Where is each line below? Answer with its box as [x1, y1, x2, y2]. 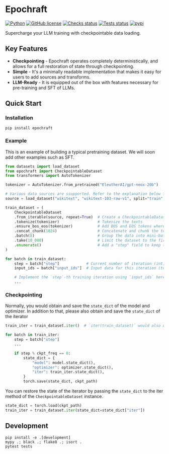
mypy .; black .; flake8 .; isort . [5, 439, 82, 444]
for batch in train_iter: [5, 332, 59, 338]
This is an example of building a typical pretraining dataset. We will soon [5, 148, 155, 155]
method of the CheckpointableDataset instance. [5, 394, 103, 400]
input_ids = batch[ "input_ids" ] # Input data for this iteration [14, 266, 156, 271]
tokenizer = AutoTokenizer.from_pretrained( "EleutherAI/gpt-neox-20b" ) [5, 182, 158, 187]
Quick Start [5, 99, 42, 108]
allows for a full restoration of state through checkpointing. [12, 63, 134, 69]
